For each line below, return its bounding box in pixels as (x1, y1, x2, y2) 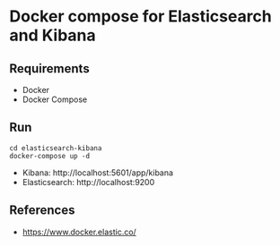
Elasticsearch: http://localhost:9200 (22, 176, 155, 187)
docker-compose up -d (9, 151, 91, 160)
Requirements (9, 61, 90, 76)
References (9, 203, 75, 218)
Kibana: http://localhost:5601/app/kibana (22, 167, 173, 178)
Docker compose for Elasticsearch (9, 6, 272, 27)
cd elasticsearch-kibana (9, 143, 102, 153)
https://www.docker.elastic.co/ (22, 226, 136, 237)
